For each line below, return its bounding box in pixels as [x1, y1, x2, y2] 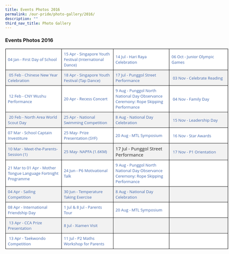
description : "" [5, 16, 38, 21]
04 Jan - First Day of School [8, 56, 57, 63]
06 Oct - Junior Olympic [171, 53, 214, 60]
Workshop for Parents [64, 240, 105, 247]
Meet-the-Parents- [24, 146, 58, 152]
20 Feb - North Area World [9, 114, 57, 120]
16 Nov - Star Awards [173, 132, 211, 139]
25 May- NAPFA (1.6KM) [64, 148, 107, 154]
